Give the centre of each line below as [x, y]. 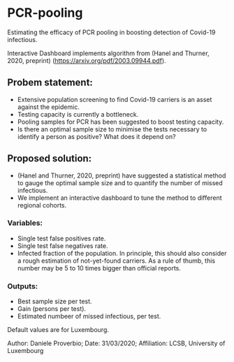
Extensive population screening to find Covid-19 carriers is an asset [115, 99]
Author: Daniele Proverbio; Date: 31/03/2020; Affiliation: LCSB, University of [116, 343]
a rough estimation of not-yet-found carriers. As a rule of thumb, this [116, 261]
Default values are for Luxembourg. [58, 330]
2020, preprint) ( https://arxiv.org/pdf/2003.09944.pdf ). [87, 60]
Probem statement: [50, 83]
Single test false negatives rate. [63, 245]
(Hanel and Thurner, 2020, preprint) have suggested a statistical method [122, 175]
